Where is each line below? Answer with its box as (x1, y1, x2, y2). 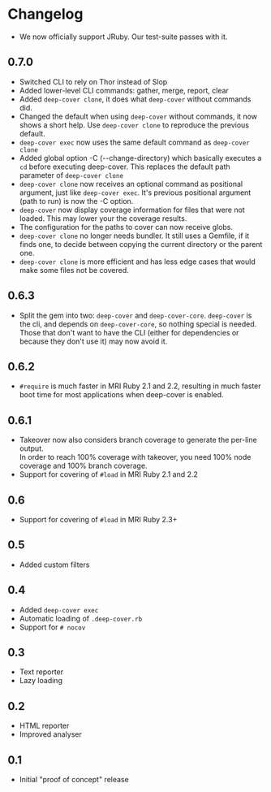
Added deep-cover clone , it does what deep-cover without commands (19, 94, 252, 104)
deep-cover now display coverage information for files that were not (19, 205, 245, 214)
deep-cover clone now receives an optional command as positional (19, 179, 243, 188)
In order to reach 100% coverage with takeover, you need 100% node (19, 452, 252, 462)
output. (19, 444, 44, 453)
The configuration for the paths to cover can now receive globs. (19, 222, 233, 232)
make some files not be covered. (19, 265, 129, 275)
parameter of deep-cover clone (19, 170, 123, 180)
